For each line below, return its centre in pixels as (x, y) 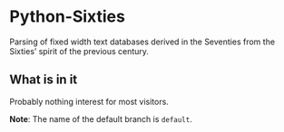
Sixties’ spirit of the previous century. (79, 51)
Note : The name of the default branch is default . (101, 118)
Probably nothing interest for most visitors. (89, 101)
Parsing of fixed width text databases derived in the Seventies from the (142, 42)
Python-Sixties (67, 17)
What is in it (44, 80)
